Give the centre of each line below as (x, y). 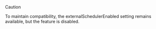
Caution (13, 7)
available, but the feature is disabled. (42, 22)
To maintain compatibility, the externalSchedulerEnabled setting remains (78, 16)
